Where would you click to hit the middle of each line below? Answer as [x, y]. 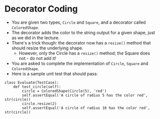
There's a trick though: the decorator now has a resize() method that [81, 43]
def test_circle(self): [37, 87]
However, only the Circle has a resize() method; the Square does [84, 53]
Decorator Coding [41, 9]
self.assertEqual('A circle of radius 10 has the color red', [86, 108]
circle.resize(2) [39, 104]
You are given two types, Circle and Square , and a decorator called [79, 22]
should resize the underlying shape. [47, 48]
